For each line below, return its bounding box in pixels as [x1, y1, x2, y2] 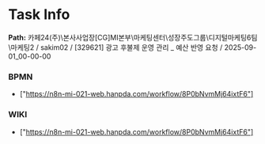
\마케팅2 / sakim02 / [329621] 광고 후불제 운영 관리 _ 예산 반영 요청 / [8, 42, 223, 52]
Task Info [8, 6, 70, 24]
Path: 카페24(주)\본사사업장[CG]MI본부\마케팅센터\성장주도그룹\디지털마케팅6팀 [8, 32, 258, 42]
